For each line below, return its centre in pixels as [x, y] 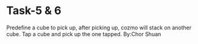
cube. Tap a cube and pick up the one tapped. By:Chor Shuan [84, 34]
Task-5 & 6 [34, 11]
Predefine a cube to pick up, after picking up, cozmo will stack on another [99, 28]
